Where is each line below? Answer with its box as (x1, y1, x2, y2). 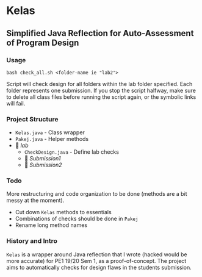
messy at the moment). (6, 196, 65, 204)
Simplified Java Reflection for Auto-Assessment (6, 28, 194, 38)
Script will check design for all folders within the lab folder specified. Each (6, 80, 193, 87)
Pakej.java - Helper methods (15, 135, 89, 143)
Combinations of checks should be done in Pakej (15, 215, 139, 223)
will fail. (6, 99, 26, 107)
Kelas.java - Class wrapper (15, 129, 85, 136)
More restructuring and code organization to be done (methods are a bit (6, 190, 187, 198)
